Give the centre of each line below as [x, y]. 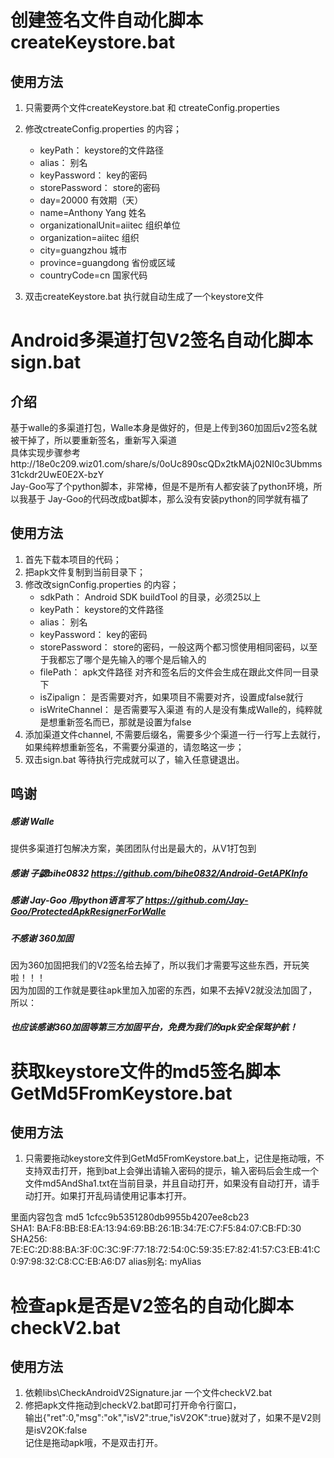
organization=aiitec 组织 [89, 237]
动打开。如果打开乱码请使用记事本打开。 [108, 1196]
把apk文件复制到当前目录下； [85, 572]
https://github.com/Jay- [196, 900]
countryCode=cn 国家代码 [93, 275]
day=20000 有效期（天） [91, 200]
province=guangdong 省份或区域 [107, 262]
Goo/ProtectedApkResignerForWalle [88, 912]
